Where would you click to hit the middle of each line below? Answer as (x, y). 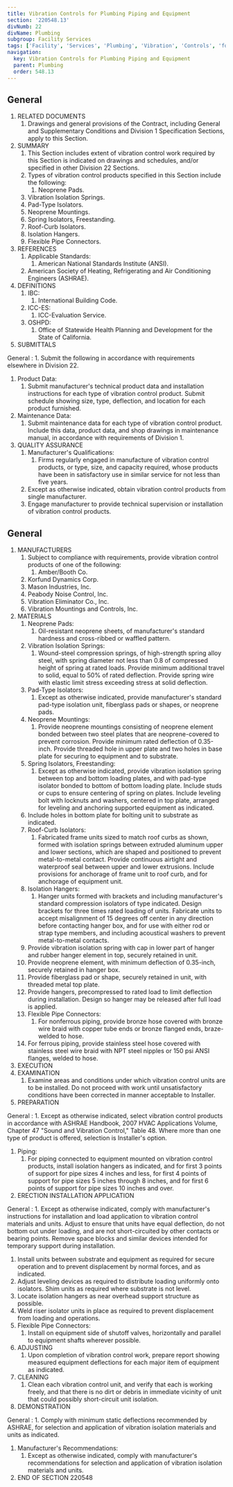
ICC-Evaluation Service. (72, 315)
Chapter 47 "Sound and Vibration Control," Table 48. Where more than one (114, 1131)
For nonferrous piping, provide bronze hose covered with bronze (130, 1021)
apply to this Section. (58, 139)
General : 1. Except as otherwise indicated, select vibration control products (115, 1116)
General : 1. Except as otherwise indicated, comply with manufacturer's (109, 1209)
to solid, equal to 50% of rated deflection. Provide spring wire (126, 675)
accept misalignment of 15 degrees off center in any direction (126, 919)
